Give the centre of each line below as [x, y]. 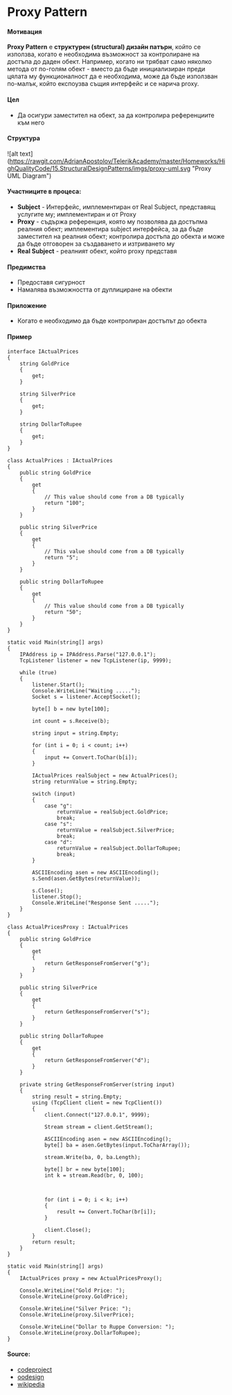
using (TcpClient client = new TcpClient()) [97, 1102]
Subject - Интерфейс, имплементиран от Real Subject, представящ [116, 207]
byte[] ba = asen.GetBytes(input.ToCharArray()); [117, 1145]
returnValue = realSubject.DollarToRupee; [119, 848]
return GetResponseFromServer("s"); [97, 1011]
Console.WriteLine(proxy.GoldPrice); [74, 1296]
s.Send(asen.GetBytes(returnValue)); [86, 879]
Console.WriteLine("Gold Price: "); [73, 1290]
